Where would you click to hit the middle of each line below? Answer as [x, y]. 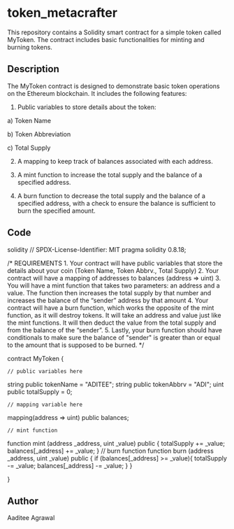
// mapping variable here [45, 404]
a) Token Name [29, 120]
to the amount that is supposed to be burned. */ [76, 345]
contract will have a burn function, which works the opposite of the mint [111, 308]
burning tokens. [30, 47]
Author [23, 501]
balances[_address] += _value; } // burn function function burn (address [111, 451]
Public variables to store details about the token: [87, 107]
